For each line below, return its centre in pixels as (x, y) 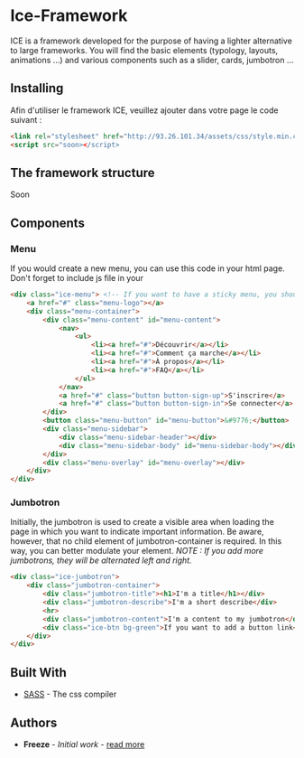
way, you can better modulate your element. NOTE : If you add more (137, 551)
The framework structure (83, 173)
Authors (34, 722)
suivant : (26, 119)
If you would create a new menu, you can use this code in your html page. (147, 268)
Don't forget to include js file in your (77, 278)
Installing (37, 88)
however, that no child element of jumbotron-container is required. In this (146, 541)
